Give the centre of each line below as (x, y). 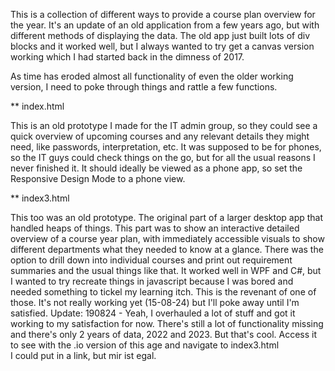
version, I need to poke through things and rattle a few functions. (144, 87)
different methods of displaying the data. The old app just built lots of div (160, 35)
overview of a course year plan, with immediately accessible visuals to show (167, 238)
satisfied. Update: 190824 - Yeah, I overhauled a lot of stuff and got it (153, 313)
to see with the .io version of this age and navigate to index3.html (145, 345)
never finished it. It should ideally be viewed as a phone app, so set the (156, 168)
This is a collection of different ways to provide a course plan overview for (163, 14)
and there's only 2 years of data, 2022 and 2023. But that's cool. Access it (164, 334)
